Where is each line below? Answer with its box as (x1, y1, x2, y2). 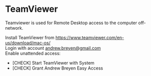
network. (5, 25, 24, 31)
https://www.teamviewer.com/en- (55, 35, 124, 40)
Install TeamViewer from (5, 35, 54, 40)
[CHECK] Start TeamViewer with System (12, 60, 95, 66)
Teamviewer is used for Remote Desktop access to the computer (5, 20, 138, 26)
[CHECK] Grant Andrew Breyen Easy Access (12, 65, 103, 71)
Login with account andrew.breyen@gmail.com (5, 45, 101, 51)
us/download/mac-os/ (5, 39, 50, 45)
